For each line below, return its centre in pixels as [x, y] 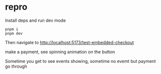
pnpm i [12, 29]
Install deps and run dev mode [36, 20]
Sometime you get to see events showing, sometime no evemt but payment [80, 61]
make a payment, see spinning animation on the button [60, 52]
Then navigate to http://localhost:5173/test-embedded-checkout [70, 42]
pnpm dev [14, 33]
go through [16, 66]
